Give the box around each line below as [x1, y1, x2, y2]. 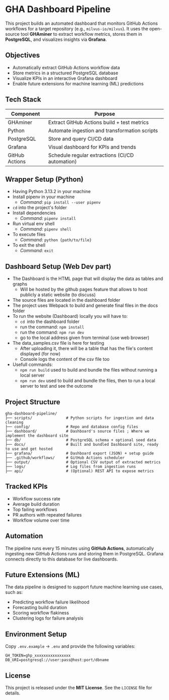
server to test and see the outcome [20, 383, 93, 389]
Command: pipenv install [20, 215, 76, 221]
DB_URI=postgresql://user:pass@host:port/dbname [5, 658, 109, 663]
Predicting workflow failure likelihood [12, 599, 90, 605]
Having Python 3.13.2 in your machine [12, 189, 91, 195]
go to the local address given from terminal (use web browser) [20, 335, 150, 341]
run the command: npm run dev [20, 330, 84, 336]
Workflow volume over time [12, 517, 70, 523]
